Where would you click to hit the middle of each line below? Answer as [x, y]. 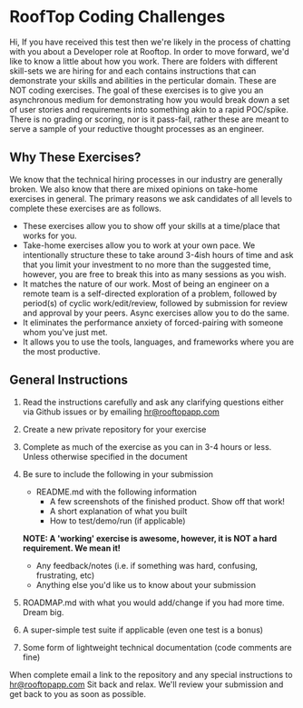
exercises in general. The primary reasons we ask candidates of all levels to [151, 198]
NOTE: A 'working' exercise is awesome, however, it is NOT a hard [150, 538]
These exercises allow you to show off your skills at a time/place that [151, 225]
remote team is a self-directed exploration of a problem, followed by [150, 294]
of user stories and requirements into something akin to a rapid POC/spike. [149, 109]
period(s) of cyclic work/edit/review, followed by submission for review [155, 303]
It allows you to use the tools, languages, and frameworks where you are [158, 342]
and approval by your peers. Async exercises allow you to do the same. [156, 313]
